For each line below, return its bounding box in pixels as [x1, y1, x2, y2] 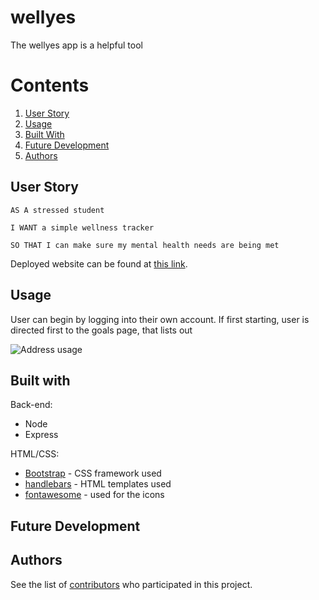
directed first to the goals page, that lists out [10, 324, 193, 336]
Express [24, 429, 59, 441]
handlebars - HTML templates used [24, 478, 172, 490]
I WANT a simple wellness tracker [10, 222, 155, 233]
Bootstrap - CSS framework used [24, 467, 162, 480]
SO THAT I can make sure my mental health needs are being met [10, 240, 280, 250]
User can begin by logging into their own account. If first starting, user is [10, 313, 310, 325]
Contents [10, 74, 90, 97]
